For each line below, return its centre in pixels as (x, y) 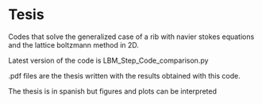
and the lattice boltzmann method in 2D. (73, 44)
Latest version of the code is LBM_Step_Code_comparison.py (108, 60)
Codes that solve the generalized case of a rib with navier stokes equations (131, 37)
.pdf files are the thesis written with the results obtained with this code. (124, 75)
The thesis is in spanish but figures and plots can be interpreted (112, 91)
